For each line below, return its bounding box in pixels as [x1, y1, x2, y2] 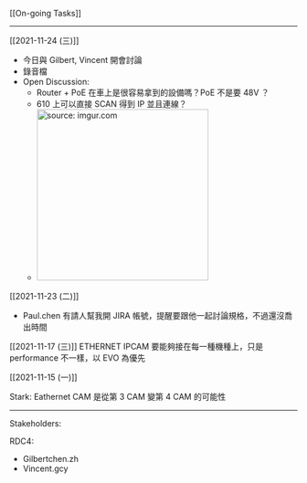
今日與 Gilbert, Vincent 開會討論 [22, 55, 143, 65]
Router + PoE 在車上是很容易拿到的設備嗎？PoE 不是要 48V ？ [36, 87, 270, 98]
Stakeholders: [9, 418, 62, 428]
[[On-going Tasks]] [9, 8, 82, 18]
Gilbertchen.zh [22, 454, 79, 464]
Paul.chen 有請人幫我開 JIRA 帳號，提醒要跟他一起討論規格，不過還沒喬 [22, 310, 293, 320]
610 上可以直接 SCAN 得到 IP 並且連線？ [36, 99, 187, 109]
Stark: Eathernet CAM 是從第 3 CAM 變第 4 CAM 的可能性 [9, 392, 227, 402]
